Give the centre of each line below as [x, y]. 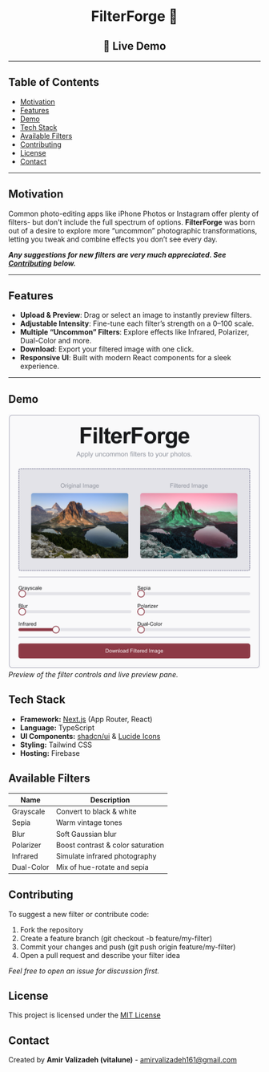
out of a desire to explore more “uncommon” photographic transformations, [133, 230]
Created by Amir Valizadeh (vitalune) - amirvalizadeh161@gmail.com [123, 1060]
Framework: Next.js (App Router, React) [86, 719]
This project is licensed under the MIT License [85, 1015]
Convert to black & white [96, 812]
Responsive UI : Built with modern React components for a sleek [125, 358]
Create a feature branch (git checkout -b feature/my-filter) [116, 938]
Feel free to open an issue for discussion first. [84, 971]
